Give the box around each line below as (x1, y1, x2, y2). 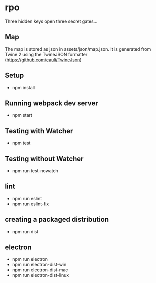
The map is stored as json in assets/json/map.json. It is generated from (5, 46, 151, 52)
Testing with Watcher (5, 127, 73, 135)
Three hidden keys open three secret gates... (5, 18, 98, 24)
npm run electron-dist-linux (12, 272, 69, 278)
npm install (12, 84, 35, 90)
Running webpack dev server (5, 99, 98, 107)
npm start (12, 112, 32, 118)
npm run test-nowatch (12, 168, 58, 174)
